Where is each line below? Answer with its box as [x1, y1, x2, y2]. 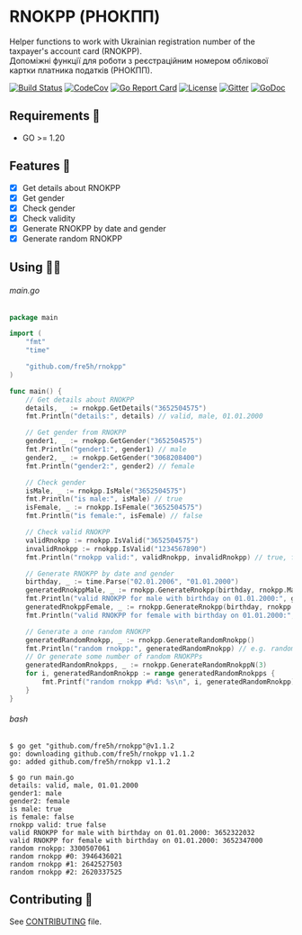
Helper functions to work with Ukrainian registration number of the [9, 36, 256, 47]
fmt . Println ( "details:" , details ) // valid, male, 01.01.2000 [25, 412, 263, 421]
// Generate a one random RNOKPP [25, 627, 151, 636]
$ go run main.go [9, 773, 75, 782]
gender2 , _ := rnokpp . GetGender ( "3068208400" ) [25, 453, 203, 462]
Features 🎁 [9, 159, 71, 174]
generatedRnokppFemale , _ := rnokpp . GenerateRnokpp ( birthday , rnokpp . [25, 603, 296, 612]
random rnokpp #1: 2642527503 [9, 859, 123, 868]
